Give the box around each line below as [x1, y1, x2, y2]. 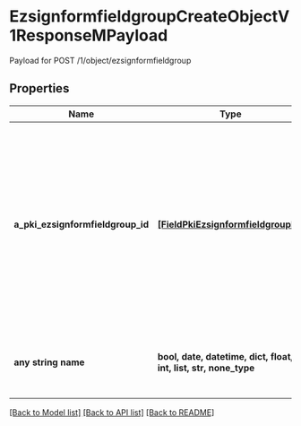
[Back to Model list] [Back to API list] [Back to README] [9, 406, 215, 418]
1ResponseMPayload [9, 25, 168, 46]
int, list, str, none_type [157, 361, 255, 374]
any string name [13, 356, 85, 369]
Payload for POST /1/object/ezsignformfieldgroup [9, 55, 192, 65]
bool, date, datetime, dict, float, [157, 350, 294, 362]
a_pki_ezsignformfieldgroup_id [13, 218, 150, 230]
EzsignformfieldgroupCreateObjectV [9, 6, 290, 27]
